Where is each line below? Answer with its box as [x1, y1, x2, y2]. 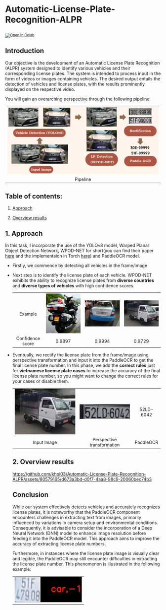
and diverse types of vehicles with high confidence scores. [12, 283, 135, 289]
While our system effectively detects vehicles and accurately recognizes [12, 504, 160, 510]
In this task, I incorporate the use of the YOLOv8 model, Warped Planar [5, 242, 150, 249]
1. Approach [5, 229, 43, 238]
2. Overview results [12, 458, 74, 466]
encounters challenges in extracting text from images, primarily [12, 514, 142, 520]
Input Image [33, 439, 57, 445]
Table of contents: [5, 192, 63, 201]
